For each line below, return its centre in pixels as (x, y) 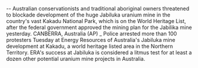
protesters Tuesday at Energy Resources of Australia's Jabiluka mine (91, 40)
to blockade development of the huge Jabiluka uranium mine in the (89, 15)
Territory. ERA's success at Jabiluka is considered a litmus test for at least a (99, 52)
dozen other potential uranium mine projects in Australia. (76, 59)
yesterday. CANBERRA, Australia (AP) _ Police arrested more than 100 (92, 34)
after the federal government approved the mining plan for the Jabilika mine (99, 27)
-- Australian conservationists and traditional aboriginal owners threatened (98, 9)
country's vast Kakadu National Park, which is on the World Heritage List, (96, 21)
